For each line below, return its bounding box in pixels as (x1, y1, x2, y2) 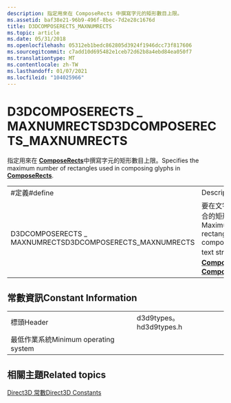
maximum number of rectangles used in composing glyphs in (7, 164, 181, 173)
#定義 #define (10, 188, 54, 198)
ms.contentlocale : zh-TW (7, 61, 78, 68)
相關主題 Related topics (7, 369, 107, 380)
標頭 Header (10, 318, 49, 327)
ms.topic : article (7, 29, 60, 36)
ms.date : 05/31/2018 (7, 36, 67, 43)
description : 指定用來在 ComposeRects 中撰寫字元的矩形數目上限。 (7, 10, 183, 17)
